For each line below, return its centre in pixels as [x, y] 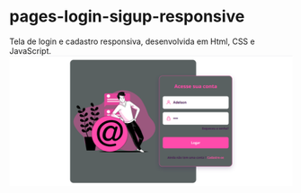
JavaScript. [31, 50]
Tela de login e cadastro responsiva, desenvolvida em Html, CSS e [132, 41]
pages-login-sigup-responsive [127, 17]
